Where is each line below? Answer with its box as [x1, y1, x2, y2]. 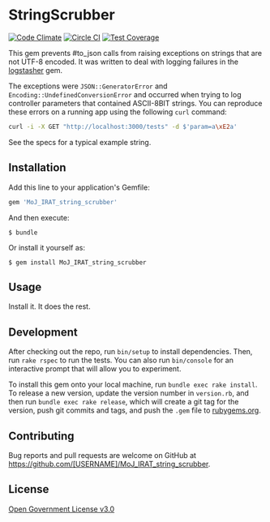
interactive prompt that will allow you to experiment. [8, 364, 182, 374]
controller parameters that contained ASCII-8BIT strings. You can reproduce [8, 98, 263, 108]
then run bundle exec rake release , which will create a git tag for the [8, 397, 239, 407]
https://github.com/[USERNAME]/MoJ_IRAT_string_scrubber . [8, 459, 211, 469]
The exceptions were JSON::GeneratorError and [8, 81, 168, 91]
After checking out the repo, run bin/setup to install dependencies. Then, [8, 347, 253, 357]
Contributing [8, 429, 75, 443]
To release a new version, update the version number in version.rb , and [8, 388, 250, 398]
